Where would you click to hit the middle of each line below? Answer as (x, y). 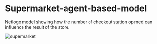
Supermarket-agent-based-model (76, 8)
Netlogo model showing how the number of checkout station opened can (79, 22)
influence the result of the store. (37, 27)
